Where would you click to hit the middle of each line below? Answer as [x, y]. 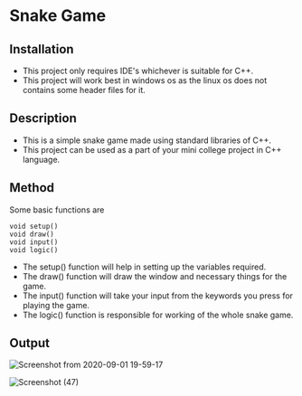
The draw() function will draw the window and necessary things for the [155, 276]
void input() [34, 242]
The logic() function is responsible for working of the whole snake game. [158, 315]
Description [43, 118]
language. [41, 159]
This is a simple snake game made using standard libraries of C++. [147, 140]
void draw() [32, 234]
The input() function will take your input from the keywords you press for [158, 296]
